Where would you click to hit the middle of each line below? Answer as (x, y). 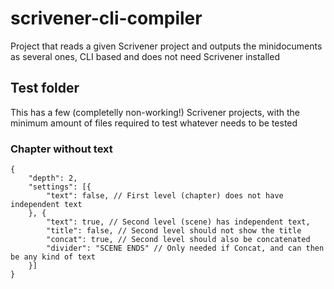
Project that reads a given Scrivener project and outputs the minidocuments (166, 46)
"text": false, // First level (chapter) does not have (165, 196)
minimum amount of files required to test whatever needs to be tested (154, 123)
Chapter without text (61, 149)
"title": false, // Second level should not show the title (174, 231)
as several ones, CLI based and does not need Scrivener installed (145, 56)
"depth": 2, (53, 178)
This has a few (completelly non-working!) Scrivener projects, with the (155, 112)
